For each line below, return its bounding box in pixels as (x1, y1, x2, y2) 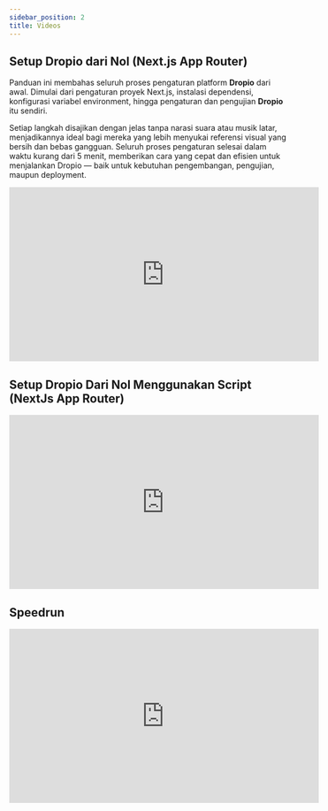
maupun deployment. (9, 170, 87, 180)
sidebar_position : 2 (9, 12, 86, 22)
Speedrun (9, 605, 65, 620)
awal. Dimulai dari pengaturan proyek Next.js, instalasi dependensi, (9, 87, 254, 97)
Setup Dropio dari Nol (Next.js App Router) (9, 54, 248, 69)
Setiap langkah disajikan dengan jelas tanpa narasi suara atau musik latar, (9, 123, 278, 134)
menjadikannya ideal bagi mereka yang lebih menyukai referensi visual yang (9, 132, 287, 142)
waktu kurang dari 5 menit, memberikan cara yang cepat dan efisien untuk (9, 151, 281, 162)
